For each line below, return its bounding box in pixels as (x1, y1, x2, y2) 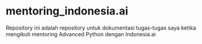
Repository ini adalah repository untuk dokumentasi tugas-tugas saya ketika (5, 24, 197, 31)
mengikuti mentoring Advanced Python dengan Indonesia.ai (5, 30, 156, 37)
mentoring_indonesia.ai (5, 4, 128, 18)
